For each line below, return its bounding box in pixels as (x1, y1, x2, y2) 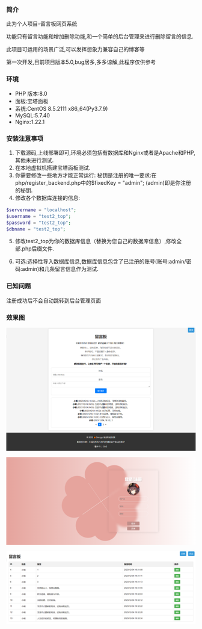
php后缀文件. (22, 245, 55, 252)
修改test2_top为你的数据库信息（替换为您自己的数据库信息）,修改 (14, 238, 177, 245)
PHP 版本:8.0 (14, 90, 47, 97)
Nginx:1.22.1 (14, 118, 45, 125)
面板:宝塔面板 (14, 98, 49, 105)
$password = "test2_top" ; (6, 220, 71, 226)
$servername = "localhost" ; (6, 206, 77, 213)
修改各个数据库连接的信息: (14, 194, 80, 201)
